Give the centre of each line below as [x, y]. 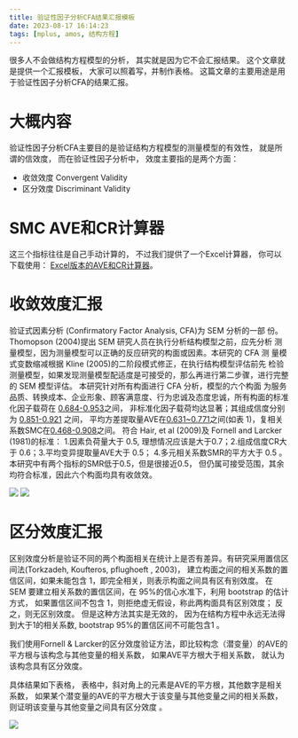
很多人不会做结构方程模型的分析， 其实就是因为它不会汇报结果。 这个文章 [143, 60]
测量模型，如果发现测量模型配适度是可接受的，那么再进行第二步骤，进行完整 [149, 375]
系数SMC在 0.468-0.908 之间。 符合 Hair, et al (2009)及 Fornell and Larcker [145, 430]
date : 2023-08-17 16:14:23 [59, 26]
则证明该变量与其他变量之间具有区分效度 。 [88, 707]
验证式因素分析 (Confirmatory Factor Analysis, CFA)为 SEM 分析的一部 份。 [146, 331]
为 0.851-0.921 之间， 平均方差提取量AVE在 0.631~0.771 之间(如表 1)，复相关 [146, 420]
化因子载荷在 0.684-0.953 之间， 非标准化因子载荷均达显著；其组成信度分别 [147, 408]
